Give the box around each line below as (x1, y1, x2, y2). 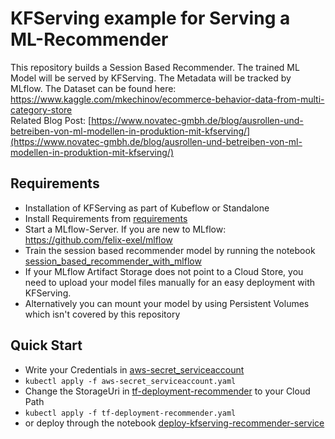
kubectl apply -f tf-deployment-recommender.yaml (24, 408, 237, 418)
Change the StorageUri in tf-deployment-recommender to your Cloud (24, 385, 311, 397)
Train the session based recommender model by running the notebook (24, 244, 316, 256)
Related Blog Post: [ (10, 114, 92, 126)
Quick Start (10, 337, 83, 354)
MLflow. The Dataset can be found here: (10, 82, 177, 94)
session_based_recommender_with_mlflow (24, 255, 202, 267)
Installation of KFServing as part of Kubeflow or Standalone (24, 202, 270, 214)
